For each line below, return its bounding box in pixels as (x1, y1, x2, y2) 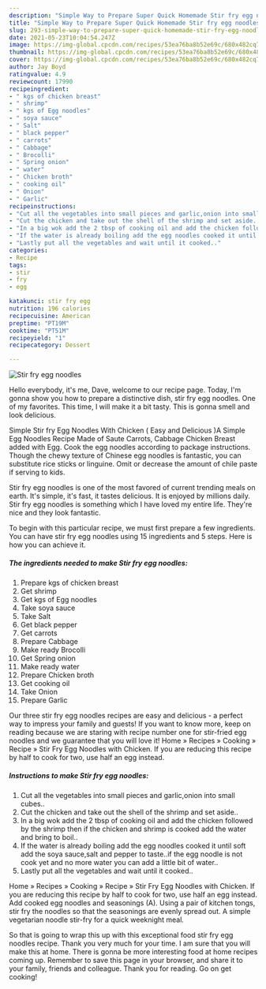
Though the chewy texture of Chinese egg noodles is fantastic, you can (9, 451, 242, 460)
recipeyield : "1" (9, 334, 66, 342)
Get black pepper (20, 620, 77, 630)
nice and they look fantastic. (9, 508, 101, 518)
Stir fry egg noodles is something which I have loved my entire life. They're (9, 500, 253, 509)
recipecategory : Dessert (9, 341, 91, 350)
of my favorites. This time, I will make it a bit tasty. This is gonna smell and (9, 402, 250, 411)
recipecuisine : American (9, 312, 91, 320)
